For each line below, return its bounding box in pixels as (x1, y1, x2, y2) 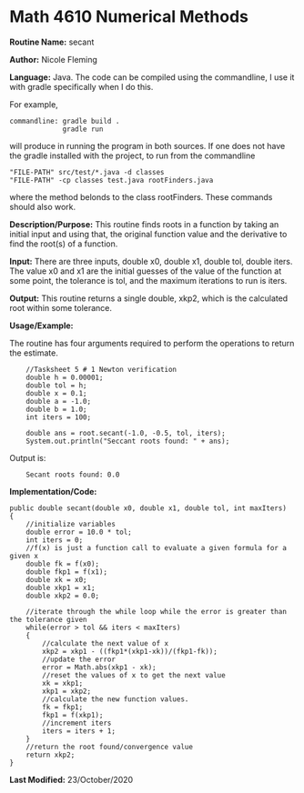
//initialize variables (25, 519, 117, 528)
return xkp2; (25, 750, 76, 759)
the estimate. (9, 347, 59, 358)
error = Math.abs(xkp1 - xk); (42, 662, 157, 672)
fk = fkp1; (42, 702, 84, 711)
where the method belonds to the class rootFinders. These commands (9, 191, 273, 202)
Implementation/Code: (9, 486, 97, 497)
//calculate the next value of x (42, 638, 169, 647)
